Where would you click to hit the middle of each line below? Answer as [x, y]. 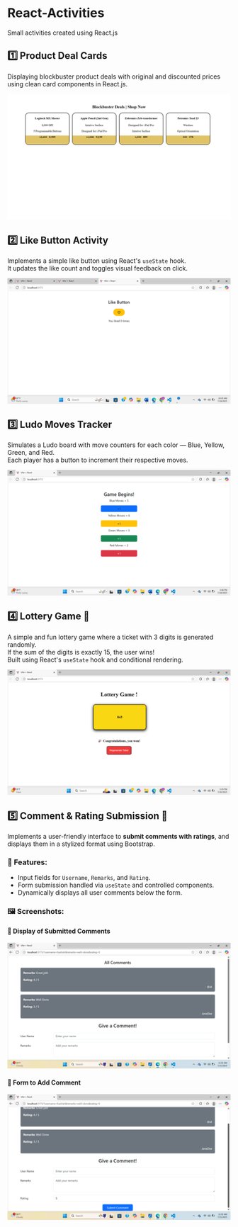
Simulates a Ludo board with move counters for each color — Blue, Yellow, [116, 445]
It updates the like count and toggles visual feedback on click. [97, 268]
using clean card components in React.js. [68, 84]
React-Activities [56, 13]
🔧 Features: [27, 862]
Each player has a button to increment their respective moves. [98, 460]
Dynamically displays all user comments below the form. [100, 893]
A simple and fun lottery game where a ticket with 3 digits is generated [110, 637]
